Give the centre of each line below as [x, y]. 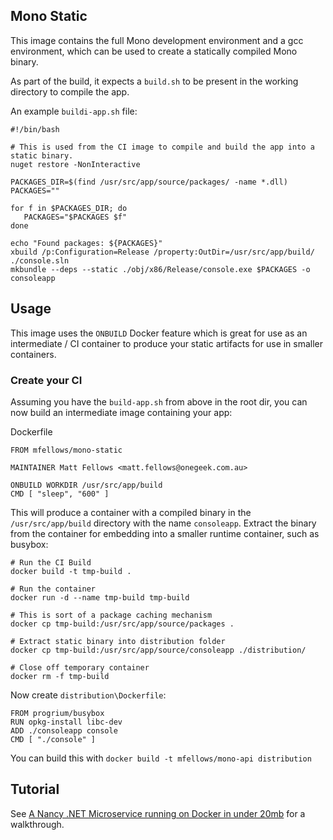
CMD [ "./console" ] [53, 739]
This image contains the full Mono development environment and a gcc [157, 40]
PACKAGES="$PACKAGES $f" [75, 217]
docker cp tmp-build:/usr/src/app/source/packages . [122, 624]
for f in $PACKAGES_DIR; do [69, 208]
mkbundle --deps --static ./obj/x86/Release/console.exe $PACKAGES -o [160, 269]
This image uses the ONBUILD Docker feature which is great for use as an [159, 333]
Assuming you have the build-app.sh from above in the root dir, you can [159, 401]
